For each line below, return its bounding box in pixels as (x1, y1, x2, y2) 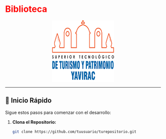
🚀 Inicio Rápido (5, 96, 52, 105)
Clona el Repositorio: (12, 119, 56, 125)
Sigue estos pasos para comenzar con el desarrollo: (5, 109, 111, 115)
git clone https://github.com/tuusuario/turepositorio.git (12, 129, 137, 134)
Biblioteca (5, 3, 47, 15)
